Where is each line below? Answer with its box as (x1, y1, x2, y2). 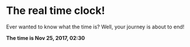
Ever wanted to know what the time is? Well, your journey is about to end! (6, 23, 185, 30)
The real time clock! (6, 4, 105, 17)
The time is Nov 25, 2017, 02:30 (6, 34, 86, 41)
